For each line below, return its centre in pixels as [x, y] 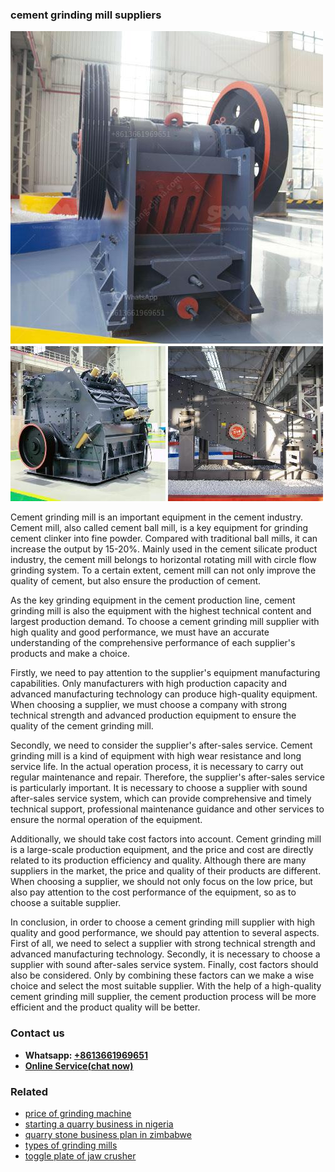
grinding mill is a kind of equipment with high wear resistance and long [156, 756]
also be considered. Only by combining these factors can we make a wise [162, 975]
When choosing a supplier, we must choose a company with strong [149, 705]
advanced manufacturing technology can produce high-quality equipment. [164, 694]
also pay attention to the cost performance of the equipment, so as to [153, 892]
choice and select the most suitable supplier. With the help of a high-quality [166, 986]
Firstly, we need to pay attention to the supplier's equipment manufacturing [165, 673]
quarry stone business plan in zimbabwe [108, 1134]
